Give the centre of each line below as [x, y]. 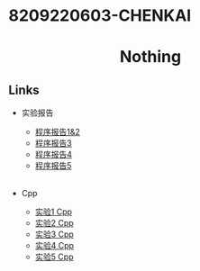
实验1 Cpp [54, 212]
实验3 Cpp [54, 234]
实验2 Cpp [54, 223]
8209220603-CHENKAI [100, 16]
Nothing [150, 57]
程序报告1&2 [57, 132]
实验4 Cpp [54, 246]
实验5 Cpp [54, 257]
